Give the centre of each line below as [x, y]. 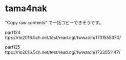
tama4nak [26, 9]
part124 [13, 32]
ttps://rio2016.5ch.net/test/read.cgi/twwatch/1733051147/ [63, 52]
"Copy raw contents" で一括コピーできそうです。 [54, 22]
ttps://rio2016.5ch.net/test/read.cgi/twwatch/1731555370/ [63, 38]
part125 [13, 47]
